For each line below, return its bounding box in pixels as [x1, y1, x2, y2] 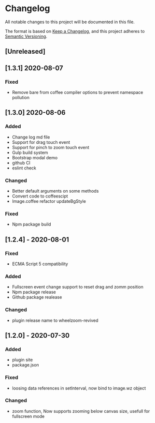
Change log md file [12, 134, 50, 140]
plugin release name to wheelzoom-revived [12, 317, 99, 323]
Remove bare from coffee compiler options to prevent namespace [12, 90, 143, 95]
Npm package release [12, 289, 56, 295]
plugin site [12, 357, 33, 363]
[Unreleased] [5, 47, 46, 56]
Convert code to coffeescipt [12, 193, 69, 199]
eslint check [12, 165, 37, 171]
